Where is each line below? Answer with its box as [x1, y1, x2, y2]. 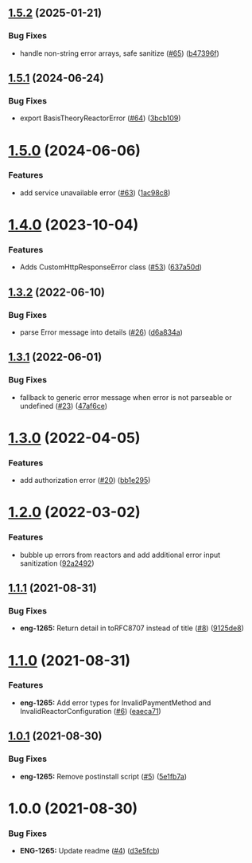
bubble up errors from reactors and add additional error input [19, 550, 221, 559]
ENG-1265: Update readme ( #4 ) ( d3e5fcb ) [19, 846, 161, 856]
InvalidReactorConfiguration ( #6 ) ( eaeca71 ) [19, 706, 161, 716]
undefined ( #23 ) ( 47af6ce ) [19, 401, 108, 410]
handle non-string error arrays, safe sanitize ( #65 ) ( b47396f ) [19, 48, 220, 58]
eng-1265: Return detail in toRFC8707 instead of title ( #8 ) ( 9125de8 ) [19, 623, 244, 633]
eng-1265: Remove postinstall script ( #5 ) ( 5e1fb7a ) [19, 771, 188, 781]
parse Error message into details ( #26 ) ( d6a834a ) [19, 328, 183, 337]
